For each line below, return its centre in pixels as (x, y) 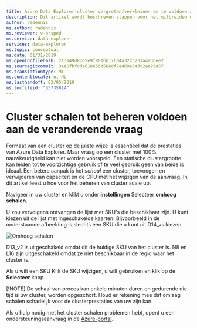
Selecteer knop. (26, 277)
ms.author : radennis (31, 28)
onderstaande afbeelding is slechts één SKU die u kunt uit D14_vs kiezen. (95, 224)
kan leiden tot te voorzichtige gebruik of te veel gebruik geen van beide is (95, 164)
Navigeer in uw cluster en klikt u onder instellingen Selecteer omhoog (91, 194)
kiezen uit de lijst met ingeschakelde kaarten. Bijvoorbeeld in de (83, 218)
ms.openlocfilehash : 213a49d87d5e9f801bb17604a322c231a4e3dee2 (85, 60)
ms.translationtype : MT (35, 72)
